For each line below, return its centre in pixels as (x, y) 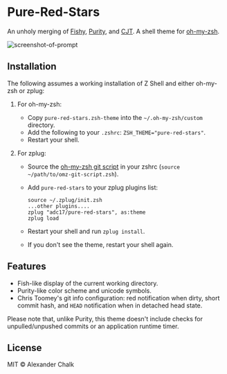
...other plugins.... (58, 206)
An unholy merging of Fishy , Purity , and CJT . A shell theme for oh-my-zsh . (113, 31)
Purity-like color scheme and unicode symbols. (84, 290)
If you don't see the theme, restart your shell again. (100, 244)
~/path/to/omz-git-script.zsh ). (73, 173)
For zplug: (31, 153)
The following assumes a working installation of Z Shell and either (101, 83)
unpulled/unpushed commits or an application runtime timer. (93, 326)
